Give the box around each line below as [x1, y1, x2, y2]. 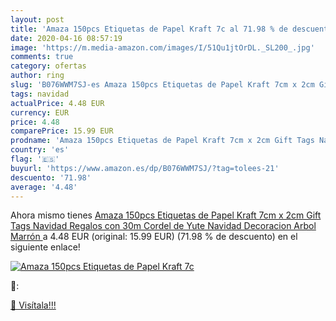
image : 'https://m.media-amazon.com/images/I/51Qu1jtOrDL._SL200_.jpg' [10, 42, 315, 53]
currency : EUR [10, 107, 70, 118]
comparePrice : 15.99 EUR [10, 126, 114, 136]
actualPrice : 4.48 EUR [10, 98, 105, 108]
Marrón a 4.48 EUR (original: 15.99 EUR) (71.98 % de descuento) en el [10, 231, 298, 243]
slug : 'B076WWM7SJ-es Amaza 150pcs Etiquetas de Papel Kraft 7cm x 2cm [10, 80, 315, 90]
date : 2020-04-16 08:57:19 [10, 33, 123, 43]
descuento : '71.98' [10, 172, 92, 183]
